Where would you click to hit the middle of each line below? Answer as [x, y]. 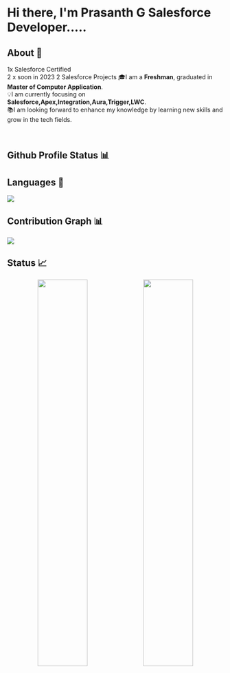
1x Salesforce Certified [39, 69]
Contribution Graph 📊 [55, 221]
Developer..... [47, 27]
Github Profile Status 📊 [58, 155]
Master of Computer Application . [55, 87]
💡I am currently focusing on [46, 94]
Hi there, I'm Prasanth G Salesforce [109, 13]
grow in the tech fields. [39, 120]
